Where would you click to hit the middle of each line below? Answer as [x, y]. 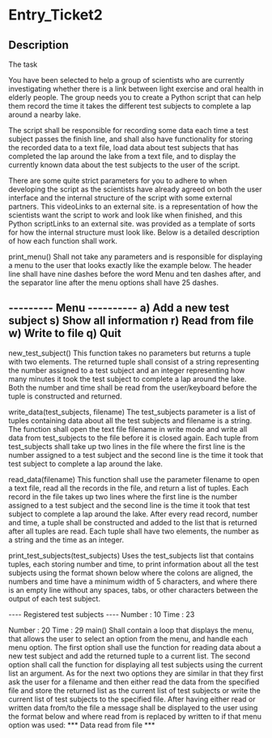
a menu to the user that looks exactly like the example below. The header [130, 265]
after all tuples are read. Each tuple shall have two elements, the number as [134, 531]
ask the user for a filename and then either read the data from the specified [134, 682]
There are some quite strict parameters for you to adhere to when [118, 181]
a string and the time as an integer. [66, 539]
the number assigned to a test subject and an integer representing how [127, 370]
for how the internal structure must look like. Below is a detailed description [134, 232]
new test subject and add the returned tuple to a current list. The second [130, 656]
